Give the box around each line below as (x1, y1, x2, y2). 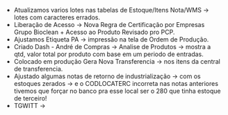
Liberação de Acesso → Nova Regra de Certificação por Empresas (13, 21, 205, 28)
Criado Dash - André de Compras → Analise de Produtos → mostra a (13, 43, 211, 51)
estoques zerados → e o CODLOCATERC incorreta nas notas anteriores (13, 80, 219, 87)
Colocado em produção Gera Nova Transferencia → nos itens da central (13, 57, 221, 65)
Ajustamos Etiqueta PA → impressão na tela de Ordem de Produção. (13, 35, 209, 44)
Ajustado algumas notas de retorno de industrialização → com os (13, 72, 201, 80)
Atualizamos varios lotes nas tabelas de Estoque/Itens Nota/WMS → (13, 6, 210, 14)
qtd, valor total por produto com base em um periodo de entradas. (13, 50, 204, 58)
